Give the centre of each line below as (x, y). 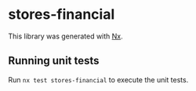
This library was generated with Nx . (65, 36)
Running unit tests (54, 61)
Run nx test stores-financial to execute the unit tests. (98, 79)
